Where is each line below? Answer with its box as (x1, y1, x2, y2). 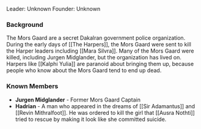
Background (6, 20, 44, 29)
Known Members (6, 82, 59, 90)
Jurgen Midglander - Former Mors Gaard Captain (15, 96, 141, 103)
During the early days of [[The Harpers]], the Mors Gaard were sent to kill (6, 41, 191, 48)
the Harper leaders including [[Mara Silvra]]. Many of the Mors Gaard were (6, 47, 194, 54)
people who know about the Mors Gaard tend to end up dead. (6, 67, 162, 74)
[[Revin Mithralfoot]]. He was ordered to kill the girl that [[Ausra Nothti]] (15, 109, 196, 116)
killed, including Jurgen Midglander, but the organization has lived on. (6, 54, 181, 61)
